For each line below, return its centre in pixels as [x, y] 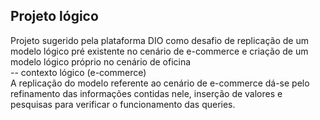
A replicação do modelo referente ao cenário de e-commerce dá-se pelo [160, 83]
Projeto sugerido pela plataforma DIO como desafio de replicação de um [159, 40]
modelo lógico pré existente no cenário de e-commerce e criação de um [159, 51]
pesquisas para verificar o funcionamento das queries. [123, 104]
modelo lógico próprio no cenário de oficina [101, 61]
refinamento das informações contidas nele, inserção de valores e [146, 93]
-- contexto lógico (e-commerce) [78, 72]
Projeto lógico [54, 16]
